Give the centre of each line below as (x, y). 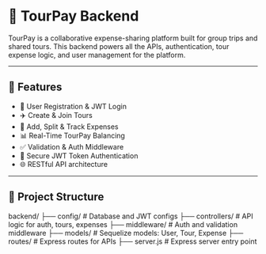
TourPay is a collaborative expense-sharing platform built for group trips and (133, 38)
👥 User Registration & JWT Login (73, 106)
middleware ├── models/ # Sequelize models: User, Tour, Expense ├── (126, 233)
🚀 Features (35, 87)
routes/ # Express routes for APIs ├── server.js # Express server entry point (133, 241)
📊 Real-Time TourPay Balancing (72, 135)
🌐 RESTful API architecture (64, 164)
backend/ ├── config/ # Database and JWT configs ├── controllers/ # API (131, 216)
